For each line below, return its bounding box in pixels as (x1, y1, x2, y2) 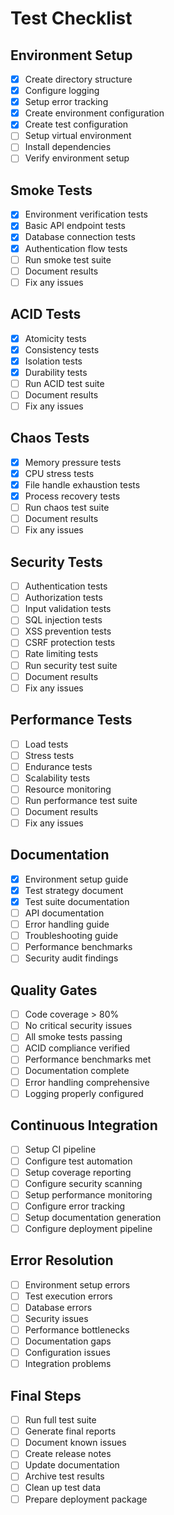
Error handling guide (24, 918, 110, 931)
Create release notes (24, 1448, 112, 1460)
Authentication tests (24, 580, 108, 592)
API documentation (24, 907, 105, 919)
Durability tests (24, 366, 88, 378)
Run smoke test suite (24, 253, 112, 266)
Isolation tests (24, 355, 83, 367)
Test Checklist (10, 7, 133, 30)
